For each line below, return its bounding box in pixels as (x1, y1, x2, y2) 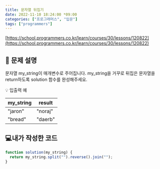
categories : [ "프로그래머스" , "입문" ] (5, 16, 77, 21)
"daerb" (36, 116, 55, 123)
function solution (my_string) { (5, 149, 72, 155)
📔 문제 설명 (5, 56, 37, 64)
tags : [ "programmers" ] (5, 21, 52, 26)
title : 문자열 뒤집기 (5, 7, 44, 12)
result (38, 99, 53, 106)
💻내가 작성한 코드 (5, 134, 57, 142)
